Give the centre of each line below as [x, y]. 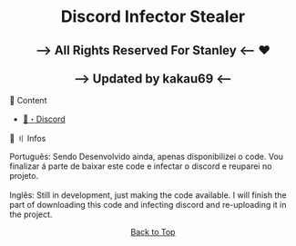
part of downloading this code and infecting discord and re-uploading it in [148, 205]
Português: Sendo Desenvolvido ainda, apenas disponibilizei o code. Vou [147, 157]
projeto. [24, 176]
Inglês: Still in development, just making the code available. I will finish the [148, 195]
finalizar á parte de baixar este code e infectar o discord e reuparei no [141, 166]
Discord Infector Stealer [153, 17]
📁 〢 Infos [28, 138]
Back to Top [153, 232]
